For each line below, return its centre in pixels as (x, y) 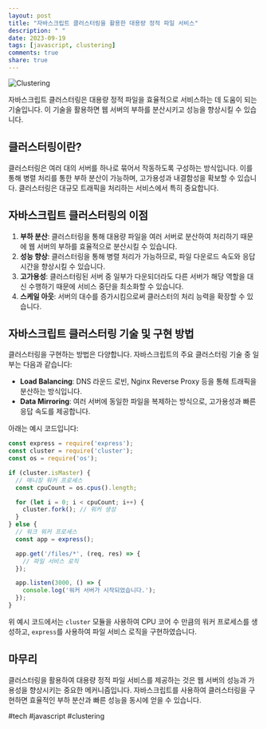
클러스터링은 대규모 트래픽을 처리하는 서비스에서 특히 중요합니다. (119, 188)
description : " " (37, 30)
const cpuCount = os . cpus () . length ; (76, 488)
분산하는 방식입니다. (51, 392)
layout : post (30, 16)
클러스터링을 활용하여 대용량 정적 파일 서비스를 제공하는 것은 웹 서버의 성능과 (128, 679)
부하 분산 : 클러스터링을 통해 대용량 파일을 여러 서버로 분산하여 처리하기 (129, 236)
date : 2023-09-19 (37, 38)
